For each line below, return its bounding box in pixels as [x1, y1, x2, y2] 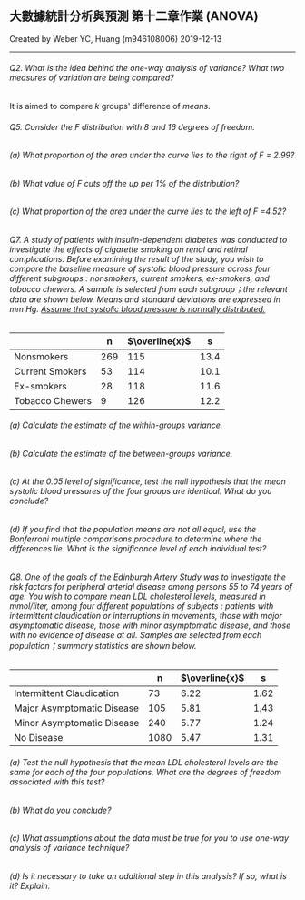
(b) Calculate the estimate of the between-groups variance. [9, 448, 233, 459]
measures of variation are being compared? [9, 72, 174, 84]
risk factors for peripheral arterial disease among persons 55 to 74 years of [9, 581, 293, 592]
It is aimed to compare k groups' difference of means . [9, 101, 211, 112]
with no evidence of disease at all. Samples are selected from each [9, 629, 262, 640]
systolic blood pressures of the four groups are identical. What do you [9, 486, 272, 497]
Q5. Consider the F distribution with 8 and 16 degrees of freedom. [9, 121, 256, 132]
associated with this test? [9, 776, 105, 787]
